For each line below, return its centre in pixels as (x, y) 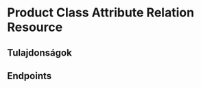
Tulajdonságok (39, 53)
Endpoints (29, 76)
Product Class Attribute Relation (100, 13)
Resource (35, 27)
